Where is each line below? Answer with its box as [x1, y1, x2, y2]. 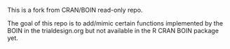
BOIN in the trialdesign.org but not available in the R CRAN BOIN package [7, 27, 219, 35]
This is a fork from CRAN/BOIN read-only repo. [7, 6, 143, 14]
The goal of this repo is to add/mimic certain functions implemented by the [7, 19, 223, 27]
